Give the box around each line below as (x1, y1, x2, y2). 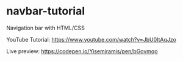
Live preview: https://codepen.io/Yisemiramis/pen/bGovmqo (6, 47, 158, 55)
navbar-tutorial (6, 4, 85, 18)
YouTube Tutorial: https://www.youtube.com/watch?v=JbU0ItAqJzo (6, 36, 177, 43)
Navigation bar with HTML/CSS (6, 24, 85, 31)
